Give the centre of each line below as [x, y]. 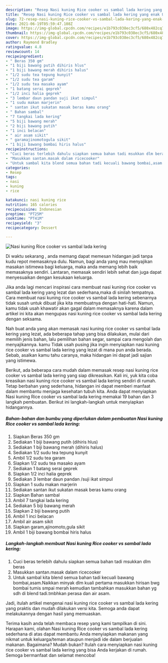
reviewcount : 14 [22, 51]
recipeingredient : [25, 56]
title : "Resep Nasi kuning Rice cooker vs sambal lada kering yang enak [83, 14]
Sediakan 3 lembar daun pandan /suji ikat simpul [63, 479]
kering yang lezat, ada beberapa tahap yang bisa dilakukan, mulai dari [78, 334]
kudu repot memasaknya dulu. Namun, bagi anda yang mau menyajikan [79, 261]
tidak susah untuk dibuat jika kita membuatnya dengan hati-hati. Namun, [80, 303]
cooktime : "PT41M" [25, 219]
